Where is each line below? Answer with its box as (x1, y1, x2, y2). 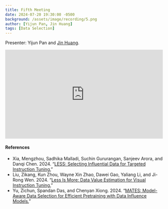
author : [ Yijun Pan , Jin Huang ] (5, 21, 72, 27)
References (5, 144, 30, 150)
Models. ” (12, 198, 31, 204)
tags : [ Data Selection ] (5, 26, 55, 31)
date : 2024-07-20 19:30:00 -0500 (5, 12, 75, 17)
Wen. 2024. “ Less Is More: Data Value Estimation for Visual (24, 176, 146, 183)
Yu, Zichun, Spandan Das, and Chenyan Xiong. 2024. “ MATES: (12, 187, 141, 193)
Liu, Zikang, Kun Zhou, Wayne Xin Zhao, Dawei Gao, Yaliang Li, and (12, 171, 151, 177)
